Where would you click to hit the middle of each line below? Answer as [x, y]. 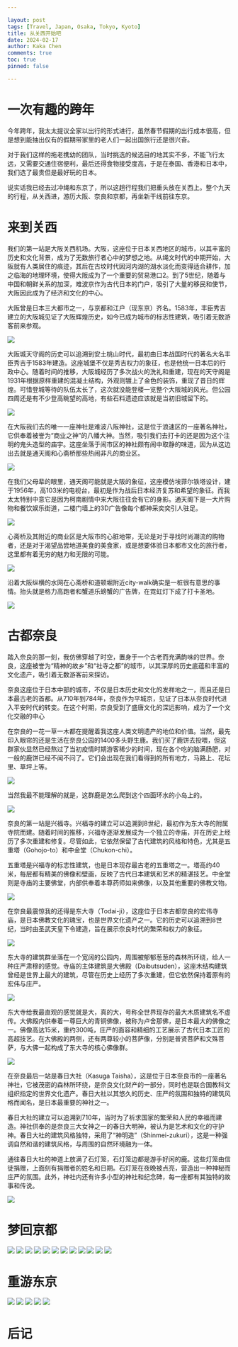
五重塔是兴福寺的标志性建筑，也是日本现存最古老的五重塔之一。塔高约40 [114, 864]
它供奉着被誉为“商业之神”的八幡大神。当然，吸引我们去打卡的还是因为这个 [116, 435]
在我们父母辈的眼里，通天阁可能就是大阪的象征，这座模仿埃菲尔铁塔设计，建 [119, 481]
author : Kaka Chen [34, 47]
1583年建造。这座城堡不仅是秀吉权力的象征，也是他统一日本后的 [126, 363]
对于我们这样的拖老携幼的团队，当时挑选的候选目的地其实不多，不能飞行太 [116, 154]
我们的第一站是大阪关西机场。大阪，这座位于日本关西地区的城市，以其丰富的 [119, 248]
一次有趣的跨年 [51, 109]
